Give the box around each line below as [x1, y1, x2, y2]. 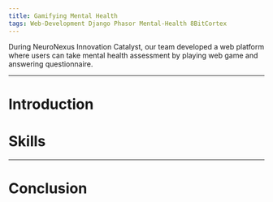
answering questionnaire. [8, 58, 93, 69]
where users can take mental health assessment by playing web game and [8, 50, 258, 60]
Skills [8, 131, 46, 150]
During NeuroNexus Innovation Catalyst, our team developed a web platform [8, 41, 265, 51]
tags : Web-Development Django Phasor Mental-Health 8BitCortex [8, 19, 227, 28]
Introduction [8, 95, 94, 114]
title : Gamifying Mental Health [8, 11, 118, 20]
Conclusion [8, 179, 88, 197]
